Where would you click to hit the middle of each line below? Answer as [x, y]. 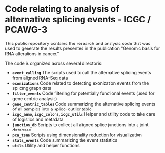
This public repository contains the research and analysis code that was [78, 43]
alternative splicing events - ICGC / [78, 19]
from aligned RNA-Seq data [40, 78]
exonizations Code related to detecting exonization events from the [81, 83]
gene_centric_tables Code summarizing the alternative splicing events [84, 104]
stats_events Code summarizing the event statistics [65, 140]
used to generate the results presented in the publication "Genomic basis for [82, 48]
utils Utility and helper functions [46, 145]
